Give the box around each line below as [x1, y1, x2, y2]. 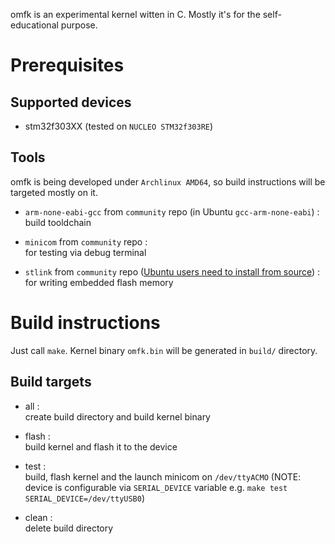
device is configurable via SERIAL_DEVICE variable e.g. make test [24, 481, 288, 493]
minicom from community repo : [24, 235, 148, 248]
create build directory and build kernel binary [24, 410, 211, 423]
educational [10, 19, 59, 31]
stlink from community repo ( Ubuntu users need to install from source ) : [24, 265, 321, 278]
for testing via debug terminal [24, 246, 147, 258]
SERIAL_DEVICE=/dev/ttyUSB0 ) [24, 492, 146, 504]
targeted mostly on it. [10, 186, 98, 198]
